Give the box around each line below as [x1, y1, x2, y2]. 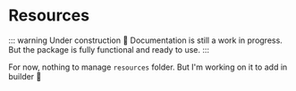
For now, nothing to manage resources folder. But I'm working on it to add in [8, 62, 288, 72]
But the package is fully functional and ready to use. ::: [8, 44, 210, 54]
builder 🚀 [8, 70, 42, 81]
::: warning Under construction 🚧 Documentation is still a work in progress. [8, 35, 283, 45]
